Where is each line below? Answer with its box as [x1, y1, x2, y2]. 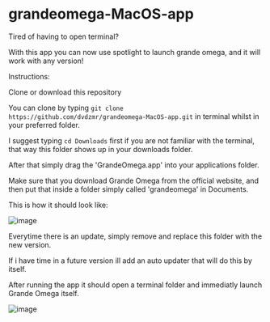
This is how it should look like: [8, 200, 108, 210]
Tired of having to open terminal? [8, 32, 120, 41]
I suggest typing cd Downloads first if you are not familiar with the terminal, [8, 135, 255, 146]
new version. [8, 239, 52, 249]
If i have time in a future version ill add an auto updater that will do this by [8, 256, 253, 265]
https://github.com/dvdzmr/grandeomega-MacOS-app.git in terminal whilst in [8, 111, 259, 121]
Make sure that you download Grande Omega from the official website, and [8, 176, 259, 185]
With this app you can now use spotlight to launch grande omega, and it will [8, 47, 261, 57]
